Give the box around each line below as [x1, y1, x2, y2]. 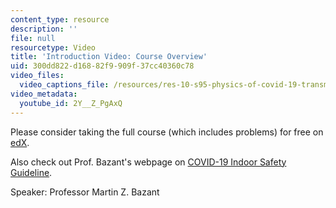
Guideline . [10, 166, 53, 178]
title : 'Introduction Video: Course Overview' [10, 52, 208, 62]
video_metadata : [10, 89, 78, 99]
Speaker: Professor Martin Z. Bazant [10, 186, 160, 198]
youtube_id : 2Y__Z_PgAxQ [19, 98, 123, 108]
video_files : [10, 71, 65, 81]
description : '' [10, 24, 78, 34]
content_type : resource [10, 14, 110, 25]
